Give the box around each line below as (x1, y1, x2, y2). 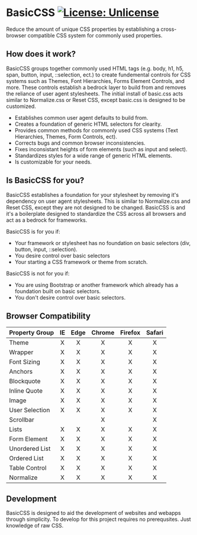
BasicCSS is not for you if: (6, 270, 70, 277)
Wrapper (9, 348, 34, 356)
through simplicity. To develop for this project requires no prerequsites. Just (6, 516, 191, 523)
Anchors (9, 368, 33, 376)
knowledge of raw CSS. (6, 522, 64, 529)
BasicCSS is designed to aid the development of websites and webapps (6, 509, 182, 517)
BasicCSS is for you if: (6, 228, 60, 235)
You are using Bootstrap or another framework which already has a (14, 281, 179, 288)
